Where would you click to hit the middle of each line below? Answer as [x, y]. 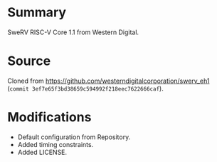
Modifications [49, 117]
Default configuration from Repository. [74, 137]
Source [29, 61]
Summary [37, 12]
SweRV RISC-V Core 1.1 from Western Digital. [73, 32]
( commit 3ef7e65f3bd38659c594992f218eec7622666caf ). [85, 88]
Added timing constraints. [55, 144]
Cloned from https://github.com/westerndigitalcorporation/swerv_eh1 [108, 81]
